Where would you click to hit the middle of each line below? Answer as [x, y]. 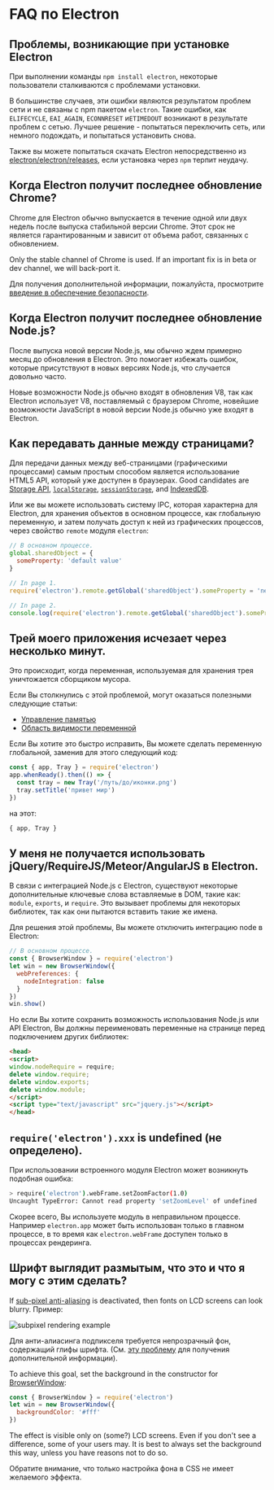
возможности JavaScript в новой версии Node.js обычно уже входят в [132, 409]
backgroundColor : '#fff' [59, 1413]
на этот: [23, 813]
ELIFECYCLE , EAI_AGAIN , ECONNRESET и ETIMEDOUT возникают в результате [128, 118]
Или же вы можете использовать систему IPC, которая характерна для [134, 505]
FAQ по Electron [65, 14]
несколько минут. [58, 651]
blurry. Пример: [36, 1309]
